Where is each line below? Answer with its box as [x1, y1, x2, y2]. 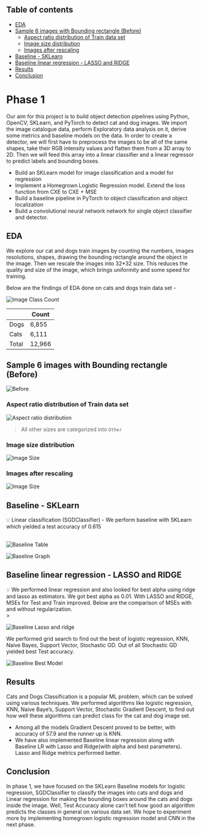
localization [14, 201, 44, 208]
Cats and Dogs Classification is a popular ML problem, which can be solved [6, 693, 193, 700]
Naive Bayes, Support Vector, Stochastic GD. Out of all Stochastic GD [6, 641, 178, 648]
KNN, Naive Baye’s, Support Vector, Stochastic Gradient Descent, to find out [6, 706, 195, 713]
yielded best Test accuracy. [6, 648, 74, 655]
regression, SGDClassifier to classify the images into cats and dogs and [6, 789, 184, 796]
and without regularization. [6, 605, 73, 612]
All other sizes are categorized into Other [20, 426, 122, 433]
